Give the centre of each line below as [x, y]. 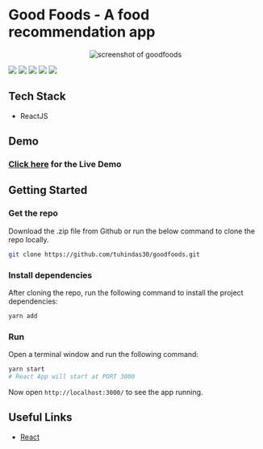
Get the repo [33, 213]
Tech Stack [37, 97]
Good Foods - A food [79, 15]
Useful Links [40, 418]
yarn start [27, 369]
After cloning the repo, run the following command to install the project [126, 292]
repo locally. [29, 239]
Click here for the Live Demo [65, 165]
